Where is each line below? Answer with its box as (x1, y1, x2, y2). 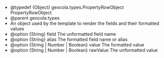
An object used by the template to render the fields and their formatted (10, 20, 159, 26)
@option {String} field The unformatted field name (10, 31, 116, 37)
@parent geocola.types (10, 15, 60, 21)
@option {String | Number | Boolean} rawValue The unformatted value (10, 47, 158, 53)
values (10, 26, 25, 32)
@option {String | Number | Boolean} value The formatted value (10, 42, 145, 47)
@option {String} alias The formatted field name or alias (10, 36, 128, 42)
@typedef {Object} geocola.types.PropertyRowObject (10, 5, 124, 10)
